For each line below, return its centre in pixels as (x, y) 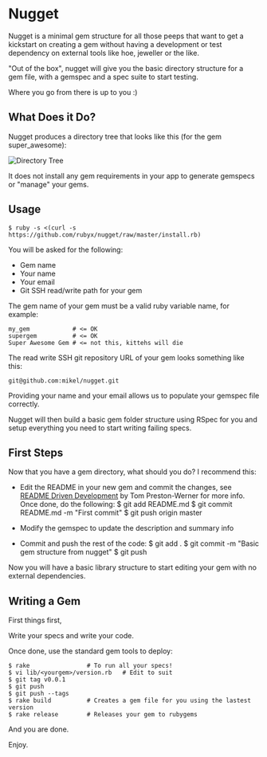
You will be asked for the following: (66, 249)
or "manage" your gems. (49, 184)
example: (23, 314)
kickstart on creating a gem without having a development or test (115, 44)
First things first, (35, 620)
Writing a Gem (45, 601)
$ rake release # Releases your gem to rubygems (103, 715)
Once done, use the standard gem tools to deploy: (90, 651)
